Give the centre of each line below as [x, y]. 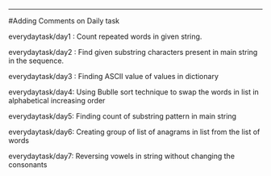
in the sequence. [36, 61]
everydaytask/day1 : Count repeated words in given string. [105, 36]
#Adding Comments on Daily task [64, 21]
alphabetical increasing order [57, 101]
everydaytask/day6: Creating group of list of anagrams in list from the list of [134, 132]
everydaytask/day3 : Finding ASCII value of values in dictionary [114, 76]
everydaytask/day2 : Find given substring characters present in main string [133, 52]
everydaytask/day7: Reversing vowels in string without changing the [122, 156]
